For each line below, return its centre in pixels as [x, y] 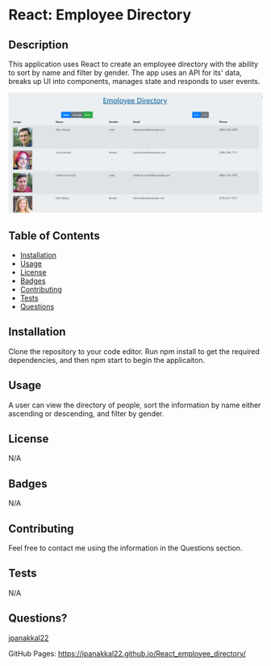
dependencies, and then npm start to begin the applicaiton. [107, 360]
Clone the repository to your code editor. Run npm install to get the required [134, 351]
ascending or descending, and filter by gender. [86, 413]
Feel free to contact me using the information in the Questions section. [125, 548]
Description [38, 45]
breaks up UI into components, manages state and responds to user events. [134, 81]
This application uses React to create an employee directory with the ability [133, 64]
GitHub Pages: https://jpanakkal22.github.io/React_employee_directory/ [127, 653]
